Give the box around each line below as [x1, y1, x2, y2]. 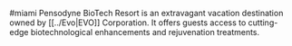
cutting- [248, 17, 278, 28]
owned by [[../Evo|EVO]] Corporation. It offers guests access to [9, 17, 247, 28]
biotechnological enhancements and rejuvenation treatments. [30, 27, 260, 37]
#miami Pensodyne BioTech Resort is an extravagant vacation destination [9, 8, 284, 18]
